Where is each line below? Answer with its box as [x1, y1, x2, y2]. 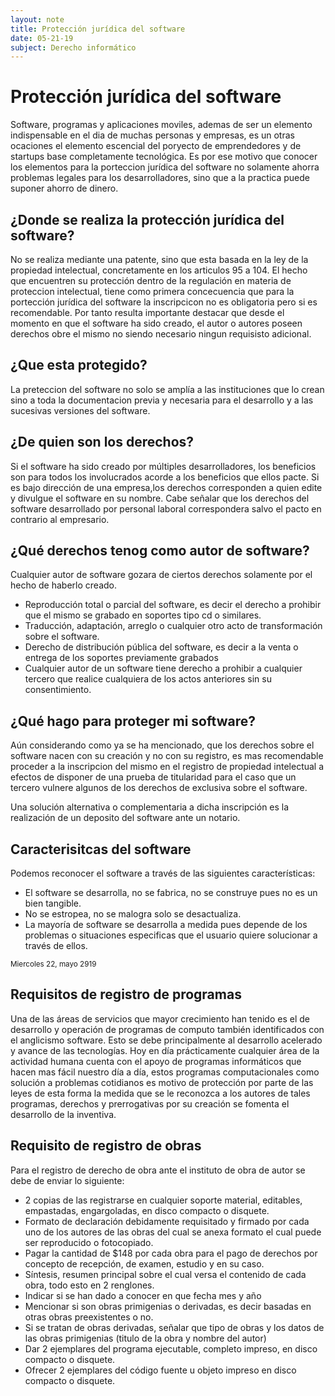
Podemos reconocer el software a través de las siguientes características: [10, 867, 316, 880]
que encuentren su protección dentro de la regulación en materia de [10, 275, 292, 286]
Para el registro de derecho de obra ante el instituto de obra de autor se [10, 1164, 306, 1176]
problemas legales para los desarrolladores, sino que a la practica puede [10, 172, 310, 184]
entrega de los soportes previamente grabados [24, 652, 219, 664]
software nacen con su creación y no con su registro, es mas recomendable [10, 750, 324, 762]
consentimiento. [24, 684, 92, 696]
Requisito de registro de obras [10, 1137, 202, 1155]
